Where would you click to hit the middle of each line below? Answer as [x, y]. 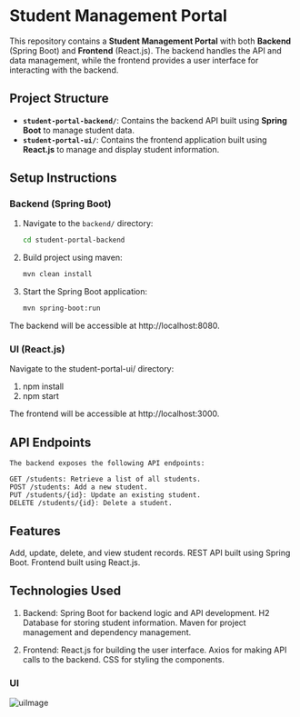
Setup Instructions [63, 178]
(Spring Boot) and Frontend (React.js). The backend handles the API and [145, 50]
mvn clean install [57, 274]
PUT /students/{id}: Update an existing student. [105, 495]
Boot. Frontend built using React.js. [75, 562]
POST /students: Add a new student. [79, 487]
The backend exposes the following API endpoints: [107, 463]
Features [35, 531]
